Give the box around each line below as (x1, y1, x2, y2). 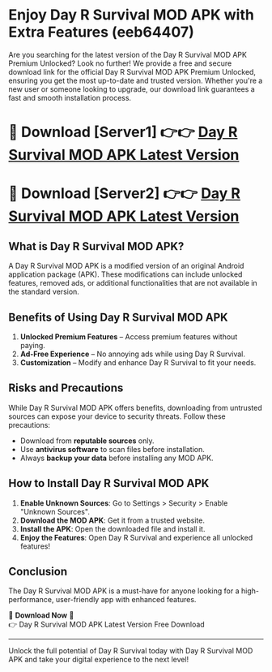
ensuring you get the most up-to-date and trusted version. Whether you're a (8, 75, 263, 85)
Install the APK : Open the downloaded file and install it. (19, 523, 206, 533)
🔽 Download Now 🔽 (8, 610, 74, 620)
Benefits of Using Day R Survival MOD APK (8, 310, 228, 324)
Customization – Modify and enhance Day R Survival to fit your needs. (19, 357, 257, 367)
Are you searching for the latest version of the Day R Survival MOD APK (8, 50, 247, 59)
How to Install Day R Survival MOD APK (8, 476, 210, 490)
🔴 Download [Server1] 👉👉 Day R (8, 123, 238, 141)
